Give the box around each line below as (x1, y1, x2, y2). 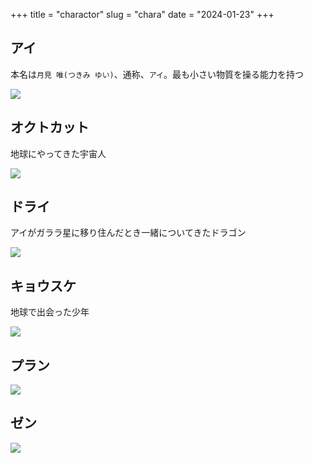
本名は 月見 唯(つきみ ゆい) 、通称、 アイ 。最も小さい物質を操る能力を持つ (10, 68, 304, 80)
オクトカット (10, 119, 90, 136)
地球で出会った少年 (10, 306, 90, 318)
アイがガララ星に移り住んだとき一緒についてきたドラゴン (10, 227, 247, 239)
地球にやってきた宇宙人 (10, 147, 107, 159)
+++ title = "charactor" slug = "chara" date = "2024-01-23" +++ (10, 9, 275, 20)
